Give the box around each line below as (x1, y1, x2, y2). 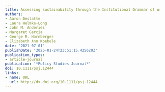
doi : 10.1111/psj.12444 (5, 66, 54, 71)
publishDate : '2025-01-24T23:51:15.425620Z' (5, 48, 98, 53)
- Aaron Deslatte (5, 16, 41, 21)
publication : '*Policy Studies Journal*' (5, 61, 91, 66)
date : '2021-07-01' (5, 43, 45, 48)
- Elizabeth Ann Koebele (5, 39, 56, 44)
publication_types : (5, 52, 45, 57)
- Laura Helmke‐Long (5, 20, 48, 26)
